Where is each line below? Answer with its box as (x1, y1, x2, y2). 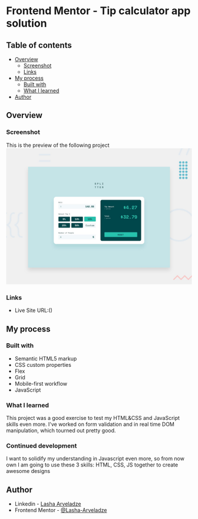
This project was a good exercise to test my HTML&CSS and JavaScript (6, 415, 180, 422)
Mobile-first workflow (14, 380, 68, 387)
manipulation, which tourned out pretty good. (6, 427, 116, 434)
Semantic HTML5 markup (14, 355, 77, 362)
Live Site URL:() (14, 307, 53, 314)
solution (6, 17, 47, 30)
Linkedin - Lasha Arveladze (14, 500, 81, 508)
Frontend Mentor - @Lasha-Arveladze (14, 507, 107, 514)
